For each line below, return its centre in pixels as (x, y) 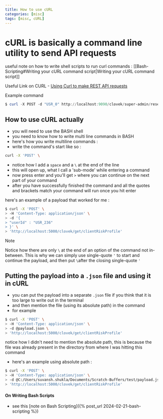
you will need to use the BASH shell (48, 131)
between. (15, 255)
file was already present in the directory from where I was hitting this (74, 347)
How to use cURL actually (44, 119)
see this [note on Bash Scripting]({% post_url (57, 406)
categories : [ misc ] (25, 14)
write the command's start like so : (47, 147)
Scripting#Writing (23, 71)
